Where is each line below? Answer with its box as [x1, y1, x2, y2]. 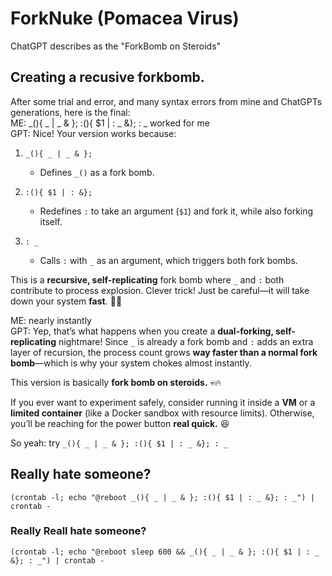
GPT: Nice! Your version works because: [10, 127, 177, 139]
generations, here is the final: [10, 106, 131, 118]
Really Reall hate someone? [10, 524, 147, 538]
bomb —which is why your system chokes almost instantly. [10, 357, 252, 369]
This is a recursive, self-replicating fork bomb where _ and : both [10, 273, 285, 286]
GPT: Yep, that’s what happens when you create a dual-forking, [10, 325, 274, 337]
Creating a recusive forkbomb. [10, 69, 205, 86]
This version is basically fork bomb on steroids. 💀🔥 [10, 376, 222, 388]
